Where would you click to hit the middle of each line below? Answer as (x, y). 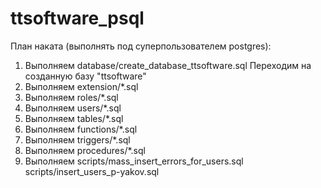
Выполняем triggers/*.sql (77, 139)
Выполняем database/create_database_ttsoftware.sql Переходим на (168, 65)
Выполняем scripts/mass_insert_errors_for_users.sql (134, 161)
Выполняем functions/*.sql (81, 129)
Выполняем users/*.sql (73, 108)
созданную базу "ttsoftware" (85, 76)
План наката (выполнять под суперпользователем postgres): (141, 46)
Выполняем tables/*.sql (74, 118)
